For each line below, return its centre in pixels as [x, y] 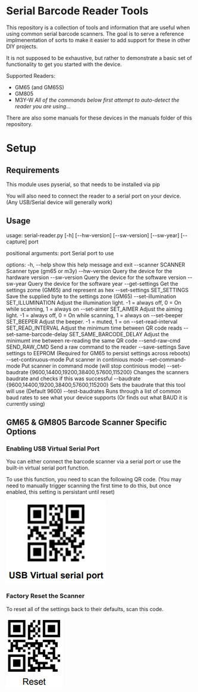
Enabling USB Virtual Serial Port [53, 449]
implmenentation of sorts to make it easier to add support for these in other [98, 40]
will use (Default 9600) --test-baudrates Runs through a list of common [94, 391]
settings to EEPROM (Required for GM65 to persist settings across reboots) [98, 353]
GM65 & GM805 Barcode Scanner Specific [87, 423]
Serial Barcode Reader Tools [77, 11]
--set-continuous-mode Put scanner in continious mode [75, 359]
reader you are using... [43, 106]
